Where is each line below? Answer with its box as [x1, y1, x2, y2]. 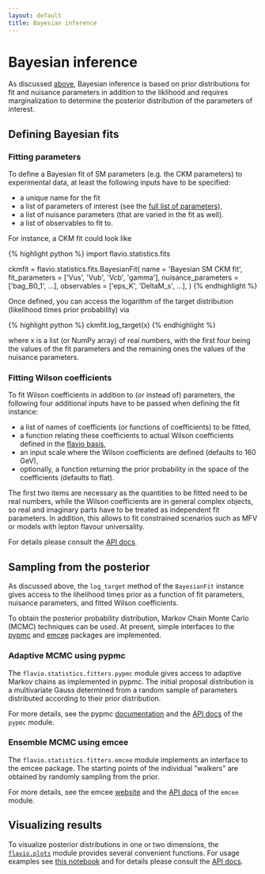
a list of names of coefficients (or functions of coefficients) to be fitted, [19, 422, 252, 432]
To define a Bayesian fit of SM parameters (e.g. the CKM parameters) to [8, 170, 243, 179]
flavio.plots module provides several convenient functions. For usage [8, 848, 240, 857]
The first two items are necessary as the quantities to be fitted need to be [8, 488, 248, 498]
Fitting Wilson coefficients [8, 372, 112, 384]
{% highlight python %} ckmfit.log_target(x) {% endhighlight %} [8, 320, 216, 330]
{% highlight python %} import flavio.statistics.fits [8, 249, 171, 258]
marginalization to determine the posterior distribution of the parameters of [8, 96, 253, 105]
